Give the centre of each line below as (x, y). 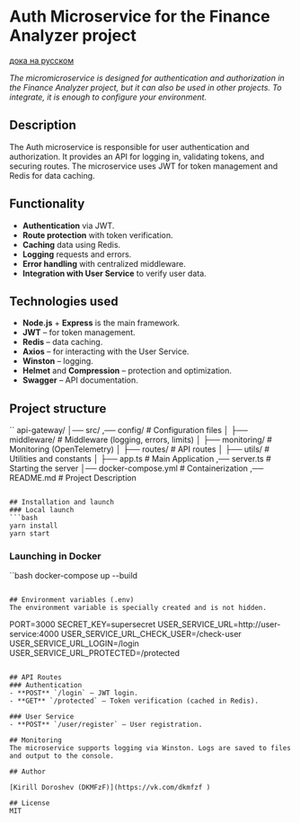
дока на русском (42, 60)
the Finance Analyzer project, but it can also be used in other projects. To (146, 87)
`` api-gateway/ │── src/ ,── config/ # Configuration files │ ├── (129, 430)
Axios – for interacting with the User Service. (106, 351)
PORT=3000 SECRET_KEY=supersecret (82, 624)
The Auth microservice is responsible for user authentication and (129, 146)
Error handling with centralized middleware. (104, 263)
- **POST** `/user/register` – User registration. (106, 725)
